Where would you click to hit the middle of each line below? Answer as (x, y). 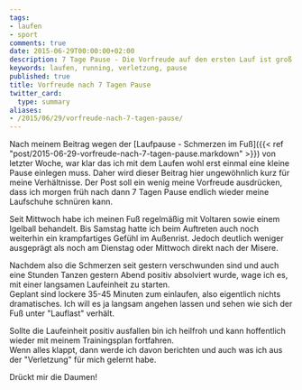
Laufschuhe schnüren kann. (61, 202)
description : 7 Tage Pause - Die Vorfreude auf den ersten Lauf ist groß (151, 60)
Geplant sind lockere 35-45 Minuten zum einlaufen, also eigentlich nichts (145, 294)
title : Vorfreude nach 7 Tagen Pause (80, 85)
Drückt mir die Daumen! (53, 377)
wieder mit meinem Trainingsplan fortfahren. (92, 340)
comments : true (38, 43)
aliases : (26, 110)
